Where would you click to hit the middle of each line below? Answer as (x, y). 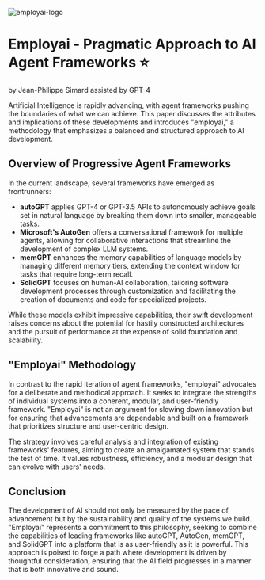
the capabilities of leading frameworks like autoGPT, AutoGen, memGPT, (127, 536)
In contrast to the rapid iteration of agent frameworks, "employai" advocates (132, 383)
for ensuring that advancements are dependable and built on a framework (129, 418)
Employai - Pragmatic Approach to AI (132, 44)
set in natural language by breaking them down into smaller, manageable (138, 215)
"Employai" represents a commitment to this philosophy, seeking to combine (132, 528)
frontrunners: (30, 191)
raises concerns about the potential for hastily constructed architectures (126, 323)
